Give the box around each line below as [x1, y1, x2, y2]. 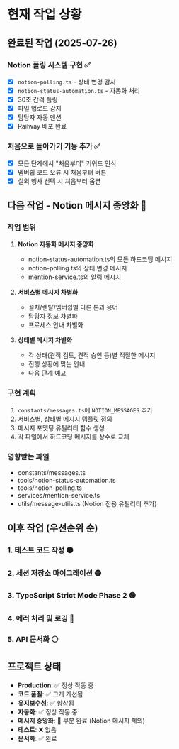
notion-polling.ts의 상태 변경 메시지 [28, 264, 127, 273]
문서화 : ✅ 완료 [17, 734, 57, 743]
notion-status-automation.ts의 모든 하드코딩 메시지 [28, 255, 173, 263]
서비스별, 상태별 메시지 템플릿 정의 [17, 415, 112, 423]
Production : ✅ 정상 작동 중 [17, 681, 94, 689]
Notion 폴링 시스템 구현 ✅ [7, 60, 91, 70]
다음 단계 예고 [28, 368, 67, 377]
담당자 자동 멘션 [17, 113, 62, 121]
